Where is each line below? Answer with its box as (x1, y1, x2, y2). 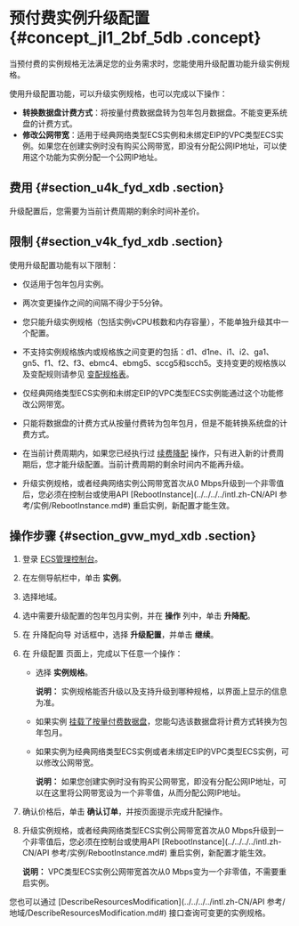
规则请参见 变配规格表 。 (45, 369, 134, 379)
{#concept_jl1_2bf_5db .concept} (9, 28, 262, 48)
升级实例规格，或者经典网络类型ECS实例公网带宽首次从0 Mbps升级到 (21, 825, 277, 836)
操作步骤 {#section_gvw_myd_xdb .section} (9, 528, 256, 543)
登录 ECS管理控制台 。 (21, 554, 103, 565)
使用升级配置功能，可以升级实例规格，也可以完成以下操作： (9, 88, 228, 99)
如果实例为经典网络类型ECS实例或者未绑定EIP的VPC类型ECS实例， (35, 746, 282, 757)
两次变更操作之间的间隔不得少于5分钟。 (21, 297, 168, 308)
